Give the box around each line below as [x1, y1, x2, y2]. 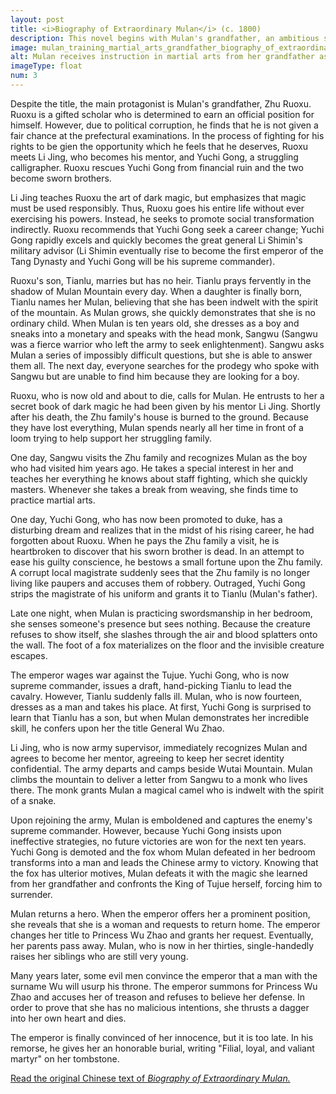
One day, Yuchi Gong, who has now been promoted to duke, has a [10, 513, 283, 525]
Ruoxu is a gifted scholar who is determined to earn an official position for [10, 108, 315, 120]
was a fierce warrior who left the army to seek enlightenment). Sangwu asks [10, 338, 325, 350]
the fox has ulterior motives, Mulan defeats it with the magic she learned [10, 867, 308, 879]
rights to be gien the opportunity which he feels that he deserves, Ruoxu [10, 140, 309, 152]
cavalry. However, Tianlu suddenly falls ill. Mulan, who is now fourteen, [10, 690, 303, 702]
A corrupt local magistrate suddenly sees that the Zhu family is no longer [10, 566, 311, 578]
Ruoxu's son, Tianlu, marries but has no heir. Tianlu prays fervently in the [10, 274, 312, 286]
